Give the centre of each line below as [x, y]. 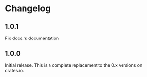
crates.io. [14, 70]
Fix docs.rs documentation [32, 38]
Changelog [28, 9]
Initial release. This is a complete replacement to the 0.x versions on [74, 65]
